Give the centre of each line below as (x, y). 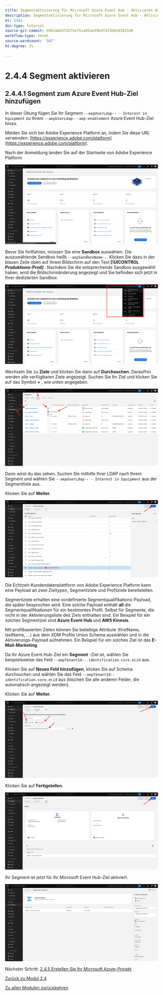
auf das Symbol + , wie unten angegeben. (47, 382)
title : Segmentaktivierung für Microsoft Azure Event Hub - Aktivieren (79, 10)
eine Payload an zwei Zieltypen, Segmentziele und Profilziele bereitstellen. (79, 590)
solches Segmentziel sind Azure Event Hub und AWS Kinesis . (67, 620)
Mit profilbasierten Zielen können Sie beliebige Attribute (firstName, (73, 630)
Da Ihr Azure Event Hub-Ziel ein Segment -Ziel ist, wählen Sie (67, 655)
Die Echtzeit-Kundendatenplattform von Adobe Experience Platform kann (78, 585)
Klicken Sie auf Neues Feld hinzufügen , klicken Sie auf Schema (69, 669)
